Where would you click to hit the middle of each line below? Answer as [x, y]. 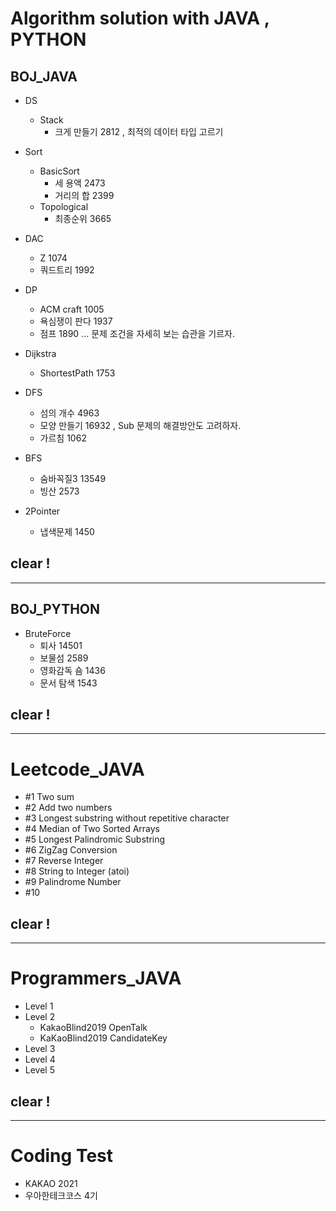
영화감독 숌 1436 [72, 670]
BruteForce [48, 633]
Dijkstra [40, 353]
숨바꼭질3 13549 [73, 478]
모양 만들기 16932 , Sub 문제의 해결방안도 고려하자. [140, 425]
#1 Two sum [49, 797]
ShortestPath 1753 [77, 373]
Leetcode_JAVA [77, 769]
